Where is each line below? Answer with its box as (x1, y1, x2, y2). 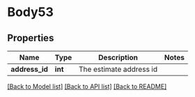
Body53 (7, 4, 54, 20)
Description (98, 53, 138, 62)
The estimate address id (79, 64, 158, 74)
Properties (7, 32, 54, 44)
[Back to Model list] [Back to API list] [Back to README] (7, 82, 167, 91)
